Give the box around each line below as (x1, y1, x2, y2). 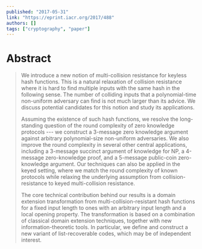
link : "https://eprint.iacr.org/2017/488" (6, 15, 115, 21)
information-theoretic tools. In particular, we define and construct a (21, 224, 188, 231)
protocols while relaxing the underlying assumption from (21, 173, 162, 181)
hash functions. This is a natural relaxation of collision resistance (21, 78, 182, 85)
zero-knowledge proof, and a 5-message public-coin (45, 154, 177, 161)
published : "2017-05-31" (6, 8, 69, 15)
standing (21, 122, 43, 129)
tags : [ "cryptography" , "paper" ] (6, 25, 90, 32)
